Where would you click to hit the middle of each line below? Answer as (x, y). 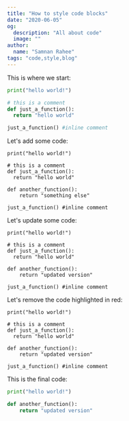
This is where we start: (39, 78)
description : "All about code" (58, 33)
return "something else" (55, 196)
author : (18, 45)
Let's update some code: (42, 220)
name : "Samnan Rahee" (44, 52)
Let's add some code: (38, 141)
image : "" (27, 39)
